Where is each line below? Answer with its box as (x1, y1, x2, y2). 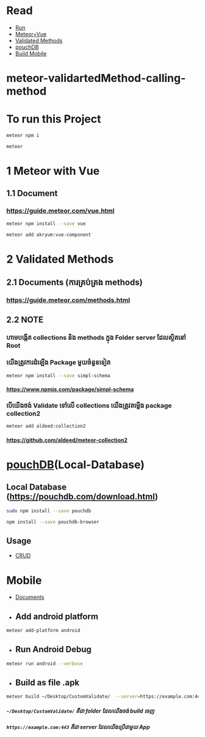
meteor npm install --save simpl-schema (6, 372, 111, 379)
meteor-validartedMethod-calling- (6, 71, 186, 86)
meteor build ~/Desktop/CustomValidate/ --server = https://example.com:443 (6, 694, 203, 700)
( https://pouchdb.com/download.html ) (6, 491, 159, 502)
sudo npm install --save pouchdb (6, 508, 92, 514)
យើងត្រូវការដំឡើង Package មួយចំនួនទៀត (6, 358, 111, 367)
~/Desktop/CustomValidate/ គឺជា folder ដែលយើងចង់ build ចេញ (6, 707, 154, 714)
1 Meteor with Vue (6, 164, 100, 178)
